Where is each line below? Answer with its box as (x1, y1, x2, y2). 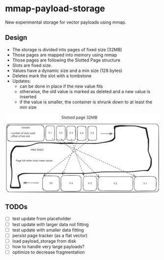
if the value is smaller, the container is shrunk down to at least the (19, 99, 153, 105)
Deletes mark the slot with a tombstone (12, 72, 92, 79)
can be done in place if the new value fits (19, 83, 103, 89)
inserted (19, 94, 37, 99)
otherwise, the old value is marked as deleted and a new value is (19, 88, 151, 94)
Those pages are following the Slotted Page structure (12, 57, 120, 63)
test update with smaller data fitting (12, 227, 84, 233)
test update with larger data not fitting (12, 221, 89, 227)
